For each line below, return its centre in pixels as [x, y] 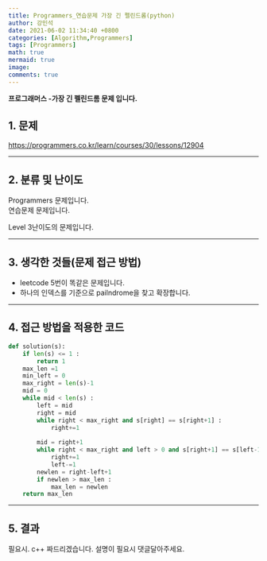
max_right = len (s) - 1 [58, 383]
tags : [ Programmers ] [43, 45]
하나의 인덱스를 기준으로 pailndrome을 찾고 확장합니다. [105, 293]
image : [19, 68]
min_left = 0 [44, 376]
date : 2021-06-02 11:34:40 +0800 [64, 30]
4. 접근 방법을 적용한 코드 [66, 328]
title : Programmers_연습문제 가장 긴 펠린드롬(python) [92, 15]
